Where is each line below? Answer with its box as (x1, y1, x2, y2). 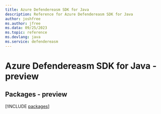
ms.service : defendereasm (5, 39, 58, 44)
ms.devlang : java (5, 35, 41, 40)
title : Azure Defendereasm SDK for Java (5, 7, 90, 12)
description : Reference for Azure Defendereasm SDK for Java (5, 12, 133, 17)
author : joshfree (5, 16, 41, 21)
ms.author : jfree (5, 21, 41, 26)
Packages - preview (5, 90, 67, 99)
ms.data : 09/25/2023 (5, 26, 48, 30)
